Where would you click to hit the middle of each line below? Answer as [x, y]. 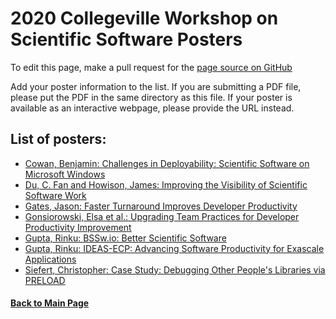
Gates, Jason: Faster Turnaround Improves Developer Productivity [161, 206]
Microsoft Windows [65, 174]
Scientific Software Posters [126, 39]
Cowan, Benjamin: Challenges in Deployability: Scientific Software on [167, 163]
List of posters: [58, 139]
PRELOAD [45, 280]
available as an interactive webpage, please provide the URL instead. [152, 108]
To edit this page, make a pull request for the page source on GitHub [151, 67]
